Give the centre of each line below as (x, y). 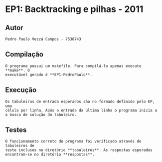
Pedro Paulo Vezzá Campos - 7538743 (43, 39)
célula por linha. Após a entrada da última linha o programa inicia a (81, 110)
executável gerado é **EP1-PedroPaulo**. (49, 74)
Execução (21, 90)
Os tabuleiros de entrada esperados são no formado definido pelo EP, (80, 101)
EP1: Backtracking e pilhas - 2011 (74, 9)
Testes (16, 130)
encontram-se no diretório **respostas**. (50, 154)
